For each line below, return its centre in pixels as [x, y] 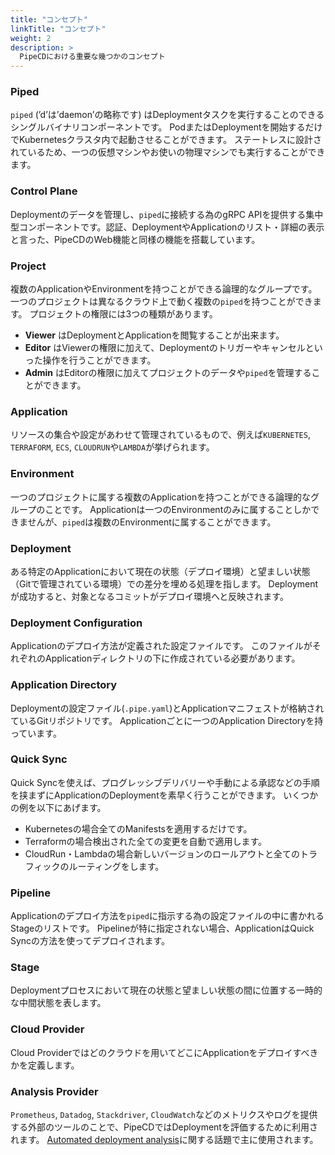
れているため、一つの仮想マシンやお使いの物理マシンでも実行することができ [168, 152]
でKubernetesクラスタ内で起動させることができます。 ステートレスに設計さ [166, 140]
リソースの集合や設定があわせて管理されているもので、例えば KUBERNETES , [160, 435]
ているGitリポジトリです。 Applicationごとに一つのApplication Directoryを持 [167, 720]
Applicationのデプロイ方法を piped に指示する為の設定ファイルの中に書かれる [167, 916]
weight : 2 [31, 38]
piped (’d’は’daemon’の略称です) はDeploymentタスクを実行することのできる [167, 115]
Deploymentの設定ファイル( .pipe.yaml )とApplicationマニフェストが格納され [167, 708]
